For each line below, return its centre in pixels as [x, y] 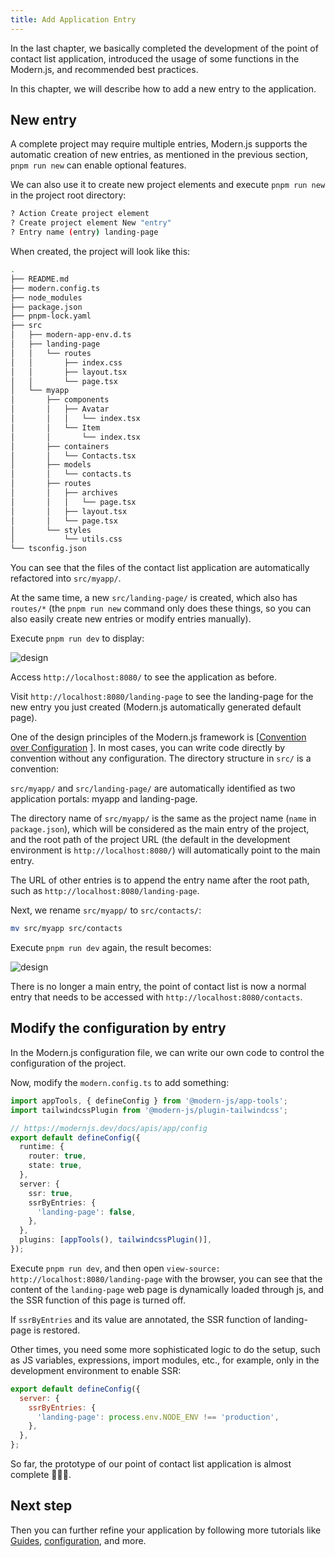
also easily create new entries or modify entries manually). [131, 619]
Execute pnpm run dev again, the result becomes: [111, 948]
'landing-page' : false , [86, 1212]
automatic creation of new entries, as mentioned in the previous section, [159, 155]
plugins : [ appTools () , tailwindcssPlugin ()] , [116, 1240]
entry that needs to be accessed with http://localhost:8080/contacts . [156, 997]
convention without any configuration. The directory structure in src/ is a [161, 758]
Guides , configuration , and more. [78, 1540]
